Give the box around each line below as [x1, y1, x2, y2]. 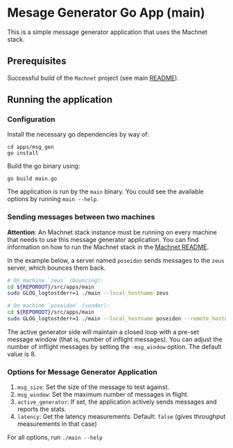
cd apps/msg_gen [7, 144, 54, 150]
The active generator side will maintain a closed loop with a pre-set [7, 327, 200, 336]
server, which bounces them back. [7, 264, 106, 272]
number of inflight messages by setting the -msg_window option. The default [7, 342, 222, 351]
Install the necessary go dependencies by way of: [7, 130, 150, 139]
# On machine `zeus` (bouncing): [7, 277, 104, 284]
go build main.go [7, 175, 58, 182]
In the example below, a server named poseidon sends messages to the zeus [7, 256, 225, 264]
